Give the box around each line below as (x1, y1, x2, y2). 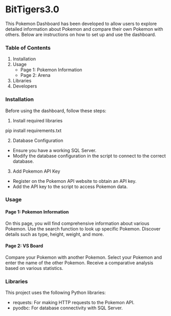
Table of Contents (5, 44, 51, 51)
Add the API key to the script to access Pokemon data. (12, 183, 128, 189)
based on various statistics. (5, 265, 63, 271)
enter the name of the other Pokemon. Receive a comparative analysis (5, 260, 154, 266)
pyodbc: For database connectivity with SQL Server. (12, 305, 123, 311)
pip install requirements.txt (5, 127, 62, 134)
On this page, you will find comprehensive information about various (5, 220, 149, 226)
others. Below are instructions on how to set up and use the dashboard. (5, 31, 156, 37)
